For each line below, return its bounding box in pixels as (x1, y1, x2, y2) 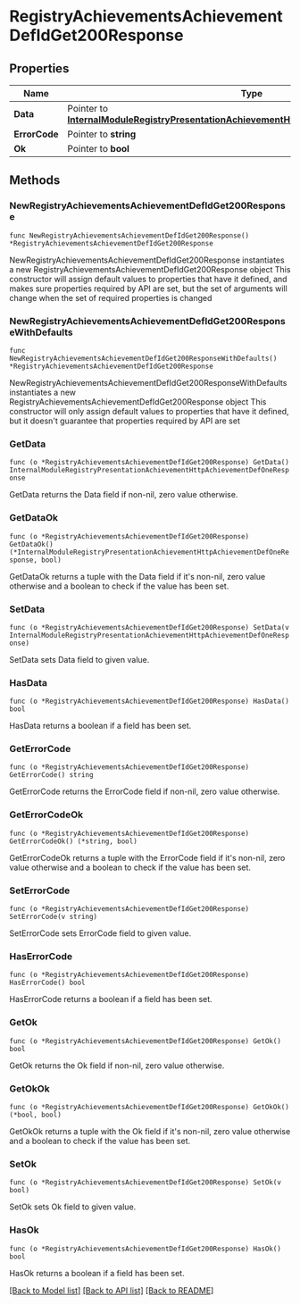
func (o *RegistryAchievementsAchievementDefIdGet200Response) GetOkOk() (9, 1102, 290, 1111)
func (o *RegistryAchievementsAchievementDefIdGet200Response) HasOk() (9, 1244, 281, 1253)
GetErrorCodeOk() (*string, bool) (9, 837, 138, 846)
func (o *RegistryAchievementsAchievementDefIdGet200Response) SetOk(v (9, 1178, 281, 1187)
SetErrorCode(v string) (9, 913, 98, 922)
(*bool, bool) (9, 1110, 62, 1119)
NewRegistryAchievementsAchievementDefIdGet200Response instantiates (9, 255, 285, 265)
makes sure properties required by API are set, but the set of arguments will (9, 283, 287, 294)
